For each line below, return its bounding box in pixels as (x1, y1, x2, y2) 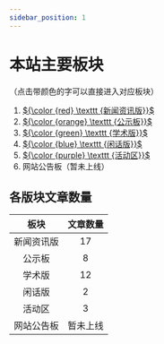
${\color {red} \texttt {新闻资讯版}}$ (22, 105, 155, 116)
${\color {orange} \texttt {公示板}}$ (22, 116, 152, 126)
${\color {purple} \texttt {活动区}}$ (22, 150, 151, 160)
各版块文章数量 (9, 189, 92, 204)
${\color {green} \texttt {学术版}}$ (22, 127, 148, 138)
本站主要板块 (9, 55, 105, 74)
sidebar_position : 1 (9, 13, 87, 22)
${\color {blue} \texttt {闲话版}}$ (22, 138, 142, 149)
